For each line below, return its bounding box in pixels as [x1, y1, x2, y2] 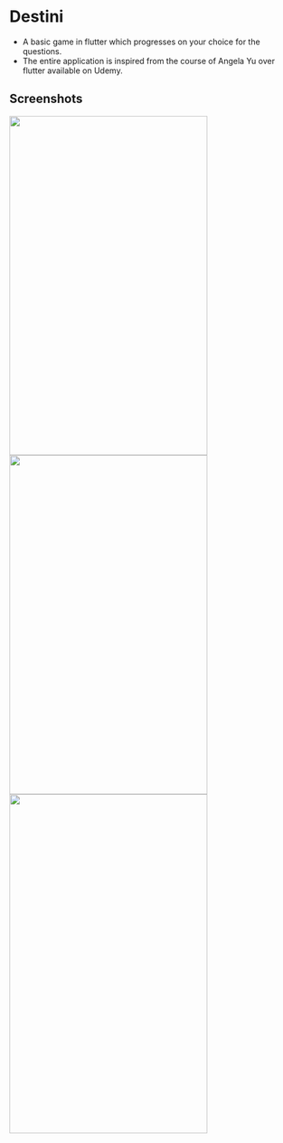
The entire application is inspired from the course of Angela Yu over [22, 55, 276, 66]
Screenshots [9, 91, 83, 107]
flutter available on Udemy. [22, 65, 124, 76]
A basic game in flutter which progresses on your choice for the [22, 36, 260, 47]
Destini [9, 6, 64, 27]
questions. [22, 45, 62, 56]
